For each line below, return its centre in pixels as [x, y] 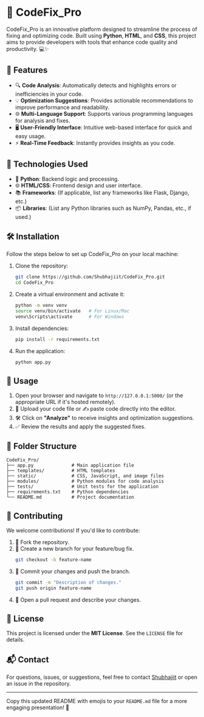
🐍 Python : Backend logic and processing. [67, 179]
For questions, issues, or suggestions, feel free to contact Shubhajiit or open [102, 677]
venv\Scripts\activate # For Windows [70, 317]
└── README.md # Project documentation [70, 497]
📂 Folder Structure [42, 446]
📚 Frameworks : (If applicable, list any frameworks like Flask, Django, [102, 192]
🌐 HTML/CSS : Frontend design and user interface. [79, 185]
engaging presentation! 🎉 [38, 708]
